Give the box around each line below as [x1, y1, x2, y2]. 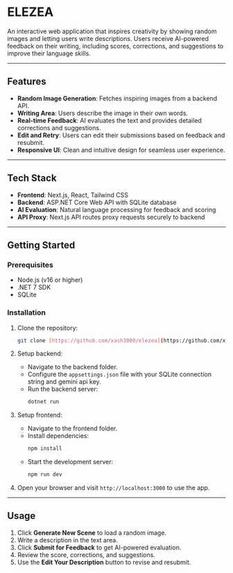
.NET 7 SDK [17, 283, 51, 292]
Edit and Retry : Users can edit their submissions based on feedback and [17, 131, 225, 139]
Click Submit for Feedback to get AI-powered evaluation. [17, 543, 182, 552]
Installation [7, 308, 46, 317]
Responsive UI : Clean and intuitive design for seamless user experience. [17, 146, 225, 154]
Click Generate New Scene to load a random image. [17, 528, 167, 537]
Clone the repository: [17, 324, 78, 332]
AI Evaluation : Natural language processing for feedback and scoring [17, 205, 216, 213]
